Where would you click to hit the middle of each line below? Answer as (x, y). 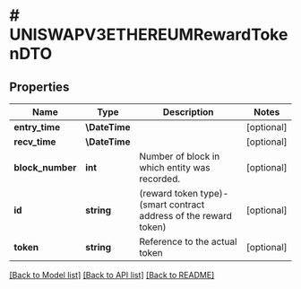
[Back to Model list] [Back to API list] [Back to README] (112, 275)
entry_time (37, 127)
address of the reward (185, 216)
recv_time (35, 142)
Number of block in (179, 156)
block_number (45, 167)
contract (187, 205)
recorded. (159, 179)
